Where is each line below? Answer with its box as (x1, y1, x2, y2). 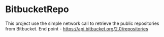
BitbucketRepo (5, 4, 70, 15)
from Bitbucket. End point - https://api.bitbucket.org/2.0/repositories (5, 25, 148, 31)
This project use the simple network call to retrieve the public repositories (5, 20, 159, 26)
